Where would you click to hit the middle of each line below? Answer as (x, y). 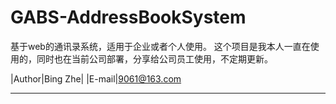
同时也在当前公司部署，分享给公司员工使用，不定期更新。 (154, 58)
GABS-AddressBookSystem (128, 17)
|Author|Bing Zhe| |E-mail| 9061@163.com (96, 78)
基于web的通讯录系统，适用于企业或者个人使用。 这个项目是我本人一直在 (160, 46)
